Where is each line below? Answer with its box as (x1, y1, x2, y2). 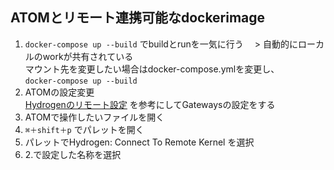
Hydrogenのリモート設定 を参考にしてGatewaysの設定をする (24, 98, 276, 110)
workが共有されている (42, 50, 134, 62)
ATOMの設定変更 (24, 86, 95, 98)
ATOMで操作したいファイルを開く (24, 111, 165, 123)
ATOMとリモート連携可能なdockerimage (10, 9, 266, 27)
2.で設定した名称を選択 (24, 148, 122, 160)
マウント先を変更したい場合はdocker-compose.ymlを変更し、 (24, 63, 280, 75)
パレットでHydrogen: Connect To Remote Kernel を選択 (24, 136, 255, 148)
